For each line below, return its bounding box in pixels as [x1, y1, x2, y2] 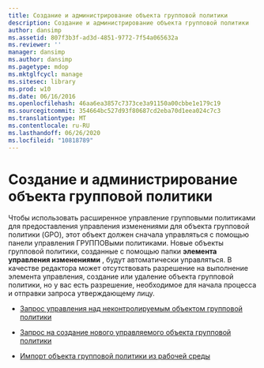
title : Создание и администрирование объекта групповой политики [8, 11, 228, 20]
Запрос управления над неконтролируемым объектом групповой [19, 304, 243, 314]
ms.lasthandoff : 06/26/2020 [8, 129, 101, 137]
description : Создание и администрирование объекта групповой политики [8, 19, 249, 27]
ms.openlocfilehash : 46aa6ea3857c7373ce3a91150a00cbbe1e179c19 [8, 100, 221, 107]
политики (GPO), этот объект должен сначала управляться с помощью [8, 230, 249, 239]
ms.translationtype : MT [8, 115, 87, 122]
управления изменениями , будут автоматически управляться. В [8, 255, 232, 265]
